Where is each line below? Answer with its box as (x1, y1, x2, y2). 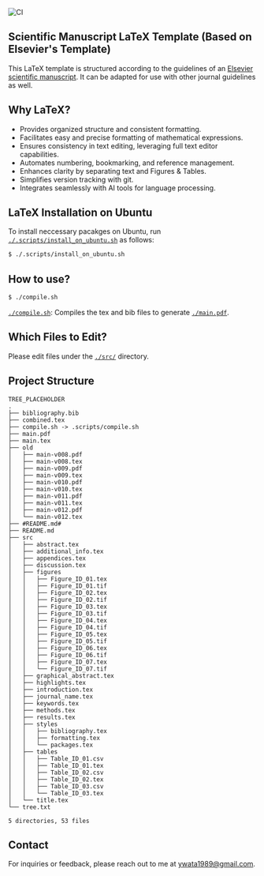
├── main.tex (8, 437, 51, 445)
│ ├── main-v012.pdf (8, 506, 83, 513)
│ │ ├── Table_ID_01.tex (8, 761, 104, 769)
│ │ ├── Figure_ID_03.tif (8, 609, 108, 618)
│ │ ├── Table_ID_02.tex (8, 775, 104, 784)
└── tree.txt (8, 803, 51, 811)
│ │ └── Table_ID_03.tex (8, 789, 104, 797)
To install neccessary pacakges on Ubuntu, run (8, 227, 162, 236)
